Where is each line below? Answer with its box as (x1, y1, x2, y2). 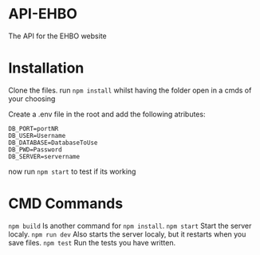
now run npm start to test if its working (8, 167, 136, 176)
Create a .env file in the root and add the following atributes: (8, 109, 206, 119)
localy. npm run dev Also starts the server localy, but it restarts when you (8, 229, 246, 239)
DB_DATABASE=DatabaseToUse (8, 139, 98, 147)
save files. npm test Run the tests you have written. (8, 237, 176, 247)
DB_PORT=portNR (8, 124, 59, 132)
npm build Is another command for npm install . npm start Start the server (8, 221, 252, 230)
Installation (8, 59, 85, 77)
